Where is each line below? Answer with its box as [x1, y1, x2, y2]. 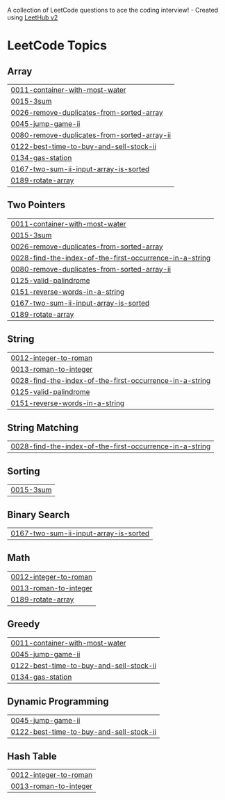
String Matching [7, 422, 78, 434]
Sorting [7, 465, 40, 477]
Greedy [7, 618, 40, 630]
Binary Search [7, 508, 70, 521]
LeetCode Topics [7, 38, 108, 54]
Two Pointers [7, 199, 66, 211]
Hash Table [7, 750, 57, 762]
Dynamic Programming [7, 696, 109, 707]
